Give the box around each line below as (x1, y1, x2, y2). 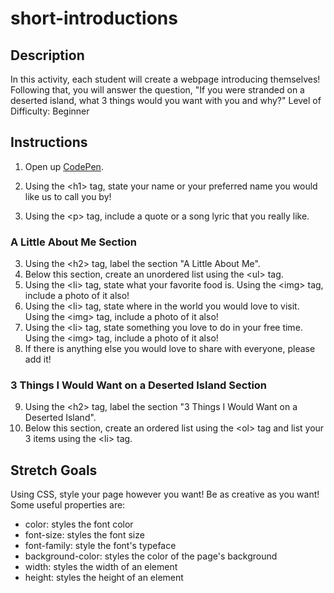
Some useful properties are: (10, 499, 126, 511)
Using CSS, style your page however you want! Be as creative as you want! (10, 488, 320, 501)
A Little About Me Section (10, 235, 137, 249)
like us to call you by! (24, 190, 112, 202)
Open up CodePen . (24, 160, 104, 172)
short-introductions (10, 7, 178, 30)
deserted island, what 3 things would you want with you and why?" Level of (10, 95, 322, 106)
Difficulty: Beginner (10, 105, 90, 117)
